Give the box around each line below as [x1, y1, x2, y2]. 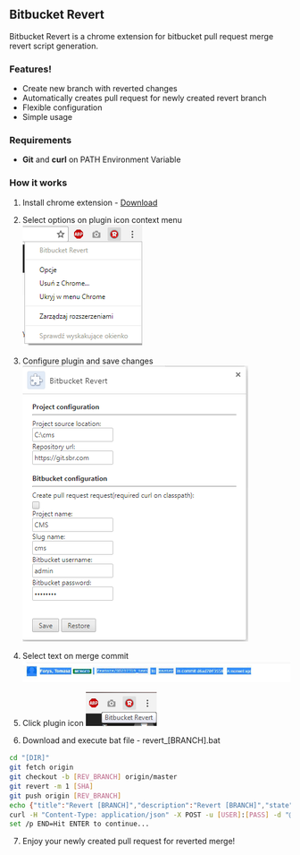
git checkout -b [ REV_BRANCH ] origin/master [9, 773, 178, 782]
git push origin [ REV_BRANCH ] [9, 791, 122, 800]
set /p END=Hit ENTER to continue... [9, 819, 150, 829]
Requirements [9, 134, 72, 147]
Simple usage [21, 112, 73, 123]
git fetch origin [9, 763, 74, 773]
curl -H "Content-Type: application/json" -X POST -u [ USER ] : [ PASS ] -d [9, 810, 281, 819]
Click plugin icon [21, 718, 84, 729]
